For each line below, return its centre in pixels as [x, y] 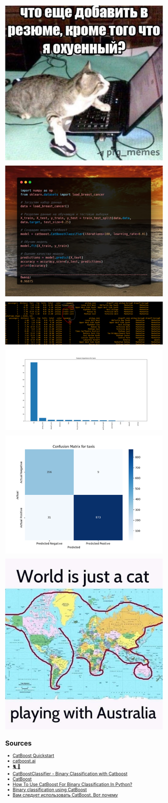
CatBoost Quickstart [33, 755]
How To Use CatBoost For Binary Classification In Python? [72, 784]
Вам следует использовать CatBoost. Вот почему [65, 795]
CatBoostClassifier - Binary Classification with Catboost [70, 773]
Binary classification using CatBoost [49, 789]
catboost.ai [24, 760]
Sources [18, 743]
